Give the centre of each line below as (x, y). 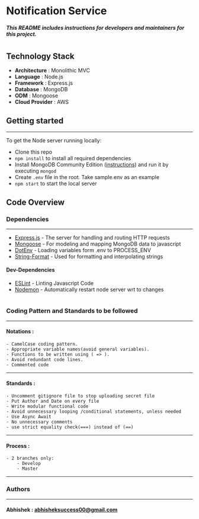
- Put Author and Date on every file (53, 402)
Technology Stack (40, 56)
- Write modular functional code (47, 407)
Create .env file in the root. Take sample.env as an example (87, 177)
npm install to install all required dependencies (73, 158)
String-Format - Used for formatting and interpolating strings (89, 256)
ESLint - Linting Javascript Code (54, 284)
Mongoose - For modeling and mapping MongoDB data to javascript (98, 244)
